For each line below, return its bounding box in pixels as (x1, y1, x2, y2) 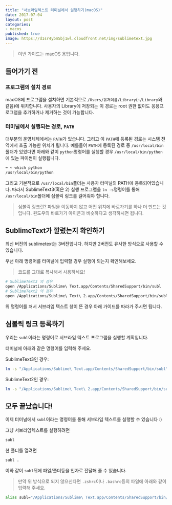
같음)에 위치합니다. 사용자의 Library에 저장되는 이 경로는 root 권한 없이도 (5, 103, 150, 109)
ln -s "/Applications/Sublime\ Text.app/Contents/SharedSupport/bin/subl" (5, 366, 168, 371)
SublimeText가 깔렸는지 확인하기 (5, 226, 105, 235)
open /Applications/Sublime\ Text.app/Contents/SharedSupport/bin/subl (5, 284, 161, 289)
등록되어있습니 (135, 180, 164, 186)
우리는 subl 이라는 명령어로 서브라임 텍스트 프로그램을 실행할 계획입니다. (5, 334, 148, 340)
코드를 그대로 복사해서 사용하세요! (17, 269, 85, 275)
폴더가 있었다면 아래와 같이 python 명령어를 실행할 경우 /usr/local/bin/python (5, 148, 163, 155)
